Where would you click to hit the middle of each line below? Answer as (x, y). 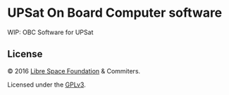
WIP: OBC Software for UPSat (50, 32)
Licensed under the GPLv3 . (47, 85)
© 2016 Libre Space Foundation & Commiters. (74, 71)
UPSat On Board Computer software (115, 13)
